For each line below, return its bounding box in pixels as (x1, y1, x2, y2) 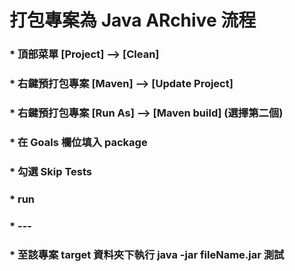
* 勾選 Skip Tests (9, 164, 93, 178)
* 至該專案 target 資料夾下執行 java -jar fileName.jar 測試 (9, 247, 285, 261)
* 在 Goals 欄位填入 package (9, 135, 148, 149)
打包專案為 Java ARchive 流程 (9, 9, 257, 32)
